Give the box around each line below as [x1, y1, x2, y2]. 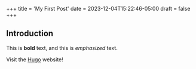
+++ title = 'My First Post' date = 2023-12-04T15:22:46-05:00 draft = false [6, 5, 191, 12]
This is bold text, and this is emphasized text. [6, 44, 118, 51]
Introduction [6, 29, 54, 39]
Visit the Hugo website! [6, 56, 64, 63]
